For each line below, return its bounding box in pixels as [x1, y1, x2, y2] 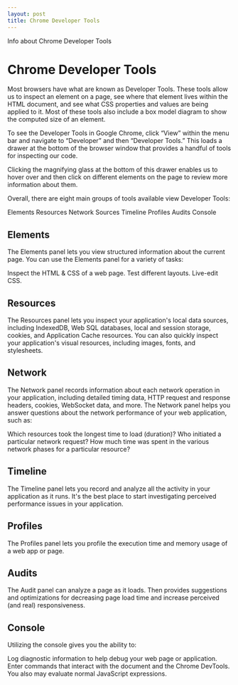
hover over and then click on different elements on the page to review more [7, 173, 228, 181]
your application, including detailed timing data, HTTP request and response [7, 393, 231, 402]
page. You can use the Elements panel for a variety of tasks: [7, 255, 183, 264]
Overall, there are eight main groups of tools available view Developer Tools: [7, 194, 231, 203]
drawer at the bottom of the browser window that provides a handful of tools [7, 144, 232, 153]
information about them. [7, 181, 78, 189]
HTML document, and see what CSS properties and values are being [7, 100, 209, 109]
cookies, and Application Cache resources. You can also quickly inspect [7, 331, 219, 340]
